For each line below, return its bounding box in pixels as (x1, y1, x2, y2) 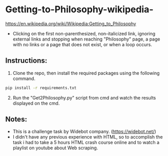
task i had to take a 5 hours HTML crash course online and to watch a (12, 140, 160, 146)
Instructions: (5, 56, 48, 65)
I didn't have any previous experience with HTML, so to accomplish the (12, 134, 163, 140)
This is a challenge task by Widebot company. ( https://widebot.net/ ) (12, 128, 156, 134)
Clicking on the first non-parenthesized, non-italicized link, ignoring (12, 30, 156, 36)
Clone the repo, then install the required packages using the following (12, 70, 160, 76)
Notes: (5, 115, 27, 124)
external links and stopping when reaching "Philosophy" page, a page (12, 36, 160, 42)
